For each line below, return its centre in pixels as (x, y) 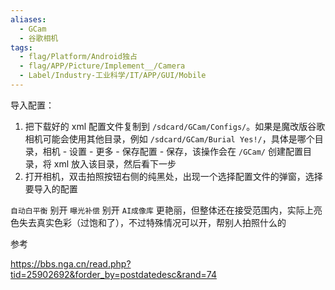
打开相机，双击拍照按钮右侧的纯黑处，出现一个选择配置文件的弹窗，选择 (173, 176)
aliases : (28, 19)
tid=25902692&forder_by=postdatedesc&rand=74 (113, 274)
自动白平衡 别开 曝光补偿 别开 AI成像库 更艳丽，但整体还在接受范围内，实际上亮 (166, 210)
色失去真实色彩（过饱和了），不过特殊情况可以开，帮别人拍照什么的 (148, 222)
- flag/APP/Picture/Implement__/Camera (102, 66)
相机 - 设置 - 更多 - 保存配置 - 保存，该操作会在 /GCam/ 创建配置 (172, 151)
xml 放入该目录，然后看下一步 (115, 163)
